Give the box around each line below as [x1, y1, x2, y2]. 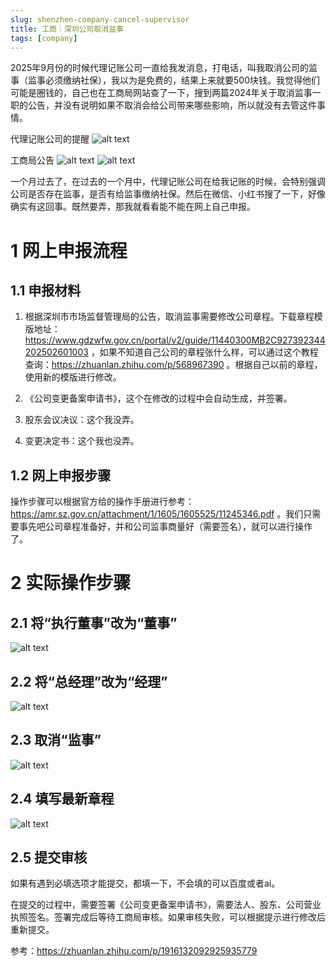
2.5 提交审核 [10, 849, 88, 866]
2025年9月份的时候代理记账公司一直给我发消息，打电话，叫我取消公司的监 [10, 62, 318, 74]
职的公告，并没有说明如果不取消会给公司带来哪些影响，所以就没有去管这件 [10, 99, 317, 111]
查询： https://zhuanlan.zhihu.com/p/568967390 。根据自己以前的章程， [24, 359, 323, 371]
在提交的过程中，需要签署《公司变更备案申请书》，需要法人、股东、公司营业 [10, 899, 322, 911]
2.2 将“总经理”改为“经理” [10, 673, 168, 690]
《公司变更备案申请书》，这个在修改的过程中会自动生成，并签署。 [24, 392, 293, 405]
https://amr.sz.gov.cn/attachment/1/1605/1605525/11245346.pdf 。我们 [10, 508, 304, 520]
